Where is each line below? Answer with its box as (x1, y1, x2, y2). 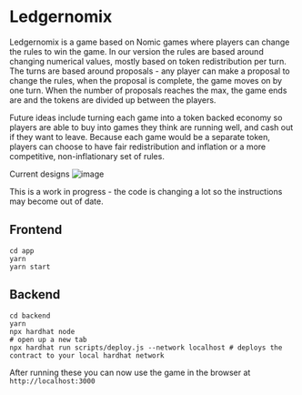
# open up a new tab (9, 335, 88, 344)
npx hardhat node (9, 327, 75, 336)
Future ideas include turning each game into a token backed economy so (9, 112, 283, 123)
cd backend (9, 311, 51, 320)
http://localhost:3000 (9, 376, 96, 386)
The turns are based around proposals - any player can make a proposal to (9, 66, 290, 76)
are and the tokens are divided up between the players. (9, 94, 216, 106)
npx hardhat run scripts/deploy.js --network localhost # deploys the (9, 343, 283, 352)
